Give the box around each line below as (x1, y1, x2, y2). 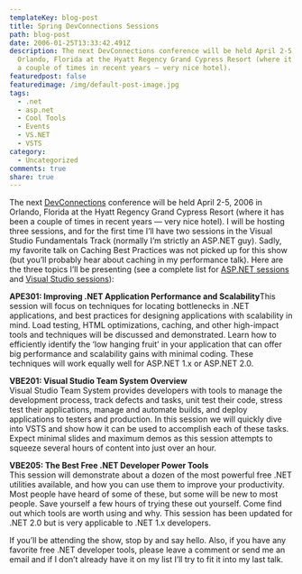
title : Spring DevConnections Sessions (9, 22, 160, 31)
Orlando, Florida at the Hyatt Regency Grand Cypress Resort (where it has (9, 206, 285, 217)
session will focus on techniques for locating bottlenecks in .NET (9, 301, 250, 312)
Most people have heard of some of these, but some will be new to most (9, 488, 279, 500)
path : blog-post (9, 30, 70, 39)
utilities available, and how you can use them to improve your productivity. (9, 479, 285, 490)
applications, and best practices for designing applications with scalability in (9, 310, 293, 321)
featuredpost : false (9, 72, 87, 81)
